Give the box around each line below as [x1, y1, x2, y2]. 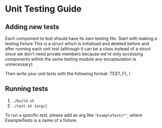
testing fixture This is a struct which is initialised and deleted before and [5, 41, 149, 47]
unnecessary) [5, 62, 33, 67]
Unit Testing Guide [5, 3, 82, 15]
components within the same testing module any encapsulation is [5, 56, 136, 62]
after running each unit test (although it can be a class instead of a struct [5, 46, 151, 51]
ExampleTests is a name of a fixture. [5, 117, 78, 123]
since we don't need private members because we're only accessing [5, 51, 144, 57]
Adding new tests [5, 23, 59, 31]
